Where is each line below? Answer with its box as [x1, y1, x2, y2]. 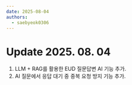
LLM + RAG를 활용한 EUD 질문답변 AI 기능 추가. [14, 66, 127, 73]
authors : [6, 14, 28, 20]
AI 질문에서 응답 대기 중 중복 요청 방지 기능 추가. [14, 73, 126, 80]
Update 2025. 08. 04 [6, 45, 111, 58]
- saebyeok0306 [11, 19, 49, 25]
